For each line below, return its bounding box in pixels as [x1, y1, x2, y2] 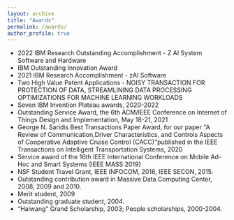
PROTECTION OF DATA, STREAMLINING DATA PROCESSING [17, 86, 192, 94]
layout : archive [7, 10, 54, 17]
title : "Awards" [7, 17, 54, 24]
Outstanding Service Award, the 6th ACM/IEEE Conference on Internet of [17, 108, 227, 117]
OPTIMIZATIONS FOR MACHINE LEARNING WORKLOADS [17, 94, 183, 102]
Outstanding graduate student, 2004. [17, 197, 124, 206]
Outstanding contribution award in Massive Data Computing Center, [17, 175, 212, 184]
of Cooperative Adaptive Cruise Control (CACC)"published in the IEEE [17, 138, 218, 147]
